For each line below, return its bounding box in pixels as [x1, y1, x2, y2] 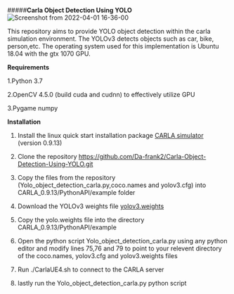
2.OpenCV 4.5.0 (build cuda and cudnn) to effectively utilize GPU [7, 91, 195, 98]
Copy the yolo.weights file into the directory [17, 216, 145, 224]
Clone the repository [17, 153, 77, 160]
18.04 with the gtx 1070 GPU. [7, 49, 91, 58]
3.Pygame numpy [7, 104, 58, 112]
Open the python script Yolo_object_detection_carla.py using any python [17, 237, 228, 245]
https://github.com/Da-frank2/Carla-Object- [78, 153, 207, 160]
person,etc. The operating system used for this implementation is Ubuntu [7, 42, 219, 50]
